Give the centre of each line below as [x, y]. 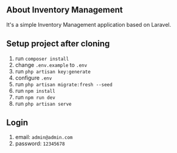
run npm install [35, 90]
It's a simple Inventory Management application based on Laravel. [89, 24]
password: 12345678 [40, 144]
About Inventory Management [65, 10]
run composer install [42, 58]
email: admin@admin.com [44, 137]
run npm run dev [35, 97]
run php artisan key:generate [53, 71]
